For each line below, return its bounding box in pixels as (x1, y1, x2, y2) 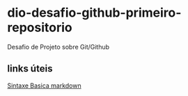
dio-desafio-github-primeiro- (7, 5, 182, 21)
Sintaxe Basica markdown (7, 81, 81, 90)
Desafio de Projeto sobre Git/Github (7, 42, 110, 51)
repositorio (7, 19, 72, 35)
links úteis (7, 63, 53, 74)
